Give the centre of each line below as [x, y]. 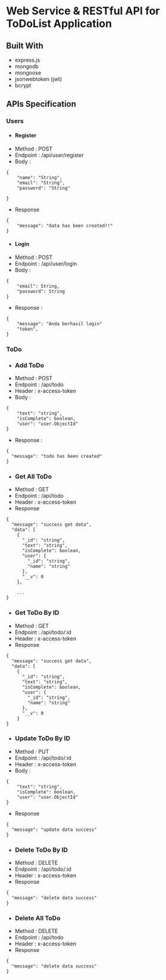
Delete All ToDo [37, 919]
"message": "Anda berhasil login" [59, 323]
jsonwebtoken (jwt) [38, 79]
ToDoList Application [59, 24]
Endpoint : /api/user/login [46, 263]
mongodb [26, 66]
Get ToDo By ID [37, 613]
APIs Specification [41, 104]
